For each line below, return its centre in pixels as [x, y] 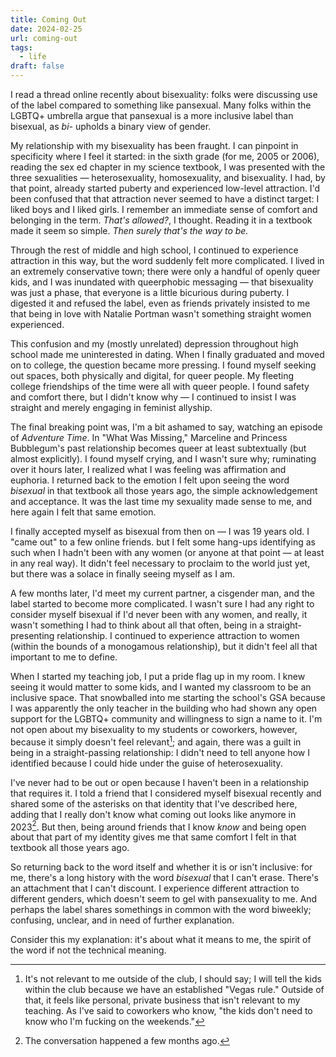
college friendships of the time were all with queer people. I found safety [160, 386]
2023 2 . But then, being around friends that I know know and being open [158, 826]
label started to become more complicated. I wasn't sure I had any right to [162, 604]
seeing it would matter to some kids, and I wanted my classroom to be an [161, 687]
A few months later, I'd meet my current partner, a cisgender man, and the [163, 593]
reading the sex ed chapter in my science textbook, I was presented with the [168, 167]
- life [33, 57]
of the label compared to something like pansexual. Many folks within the [161, 105]
